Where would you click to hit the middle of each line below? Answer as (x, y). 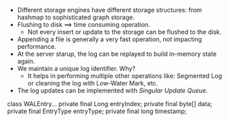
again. (26, 61)
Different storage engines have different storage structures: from (110, 10)
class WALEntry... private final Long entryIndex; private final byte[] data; (110, 104)
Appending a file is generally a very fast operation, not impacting (110, 39)
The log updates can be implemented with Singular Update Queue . (112, 90)
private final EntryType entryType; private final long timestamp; (97, 111)
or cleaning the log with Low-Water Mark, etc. (93, 83)
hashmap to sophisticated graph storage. (76, 17)
